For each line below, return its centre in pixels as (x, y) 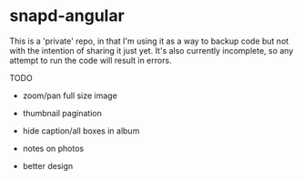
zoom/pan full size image (70, 95)
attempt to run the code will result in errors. (91, 60)
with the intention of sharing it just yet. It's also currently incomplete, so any (151, 50)
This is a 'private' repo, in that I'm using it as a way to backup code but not (149, 41)
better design (48, 165)
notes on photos (53, 148)
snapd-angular (67, 16)
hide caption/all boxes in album (81, 130)
